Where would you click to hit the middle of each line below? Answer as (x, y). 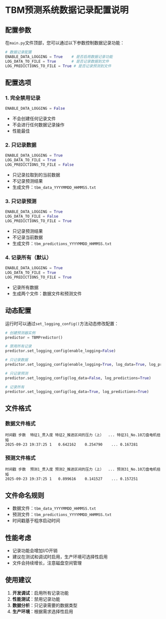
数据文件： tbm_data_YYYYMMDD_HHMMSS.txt (54, 508)
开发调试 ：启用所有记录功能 (41, 593)
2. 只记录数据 (21, 145)
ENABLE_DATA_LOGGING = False (35, 109)
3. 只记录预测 (21, 201)
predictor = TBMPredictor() (34, 337)
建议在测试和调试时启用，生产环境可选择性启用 (60, 557)
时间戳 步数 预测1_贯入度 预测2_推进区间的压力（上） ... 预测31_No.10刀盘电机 (81, 470)
